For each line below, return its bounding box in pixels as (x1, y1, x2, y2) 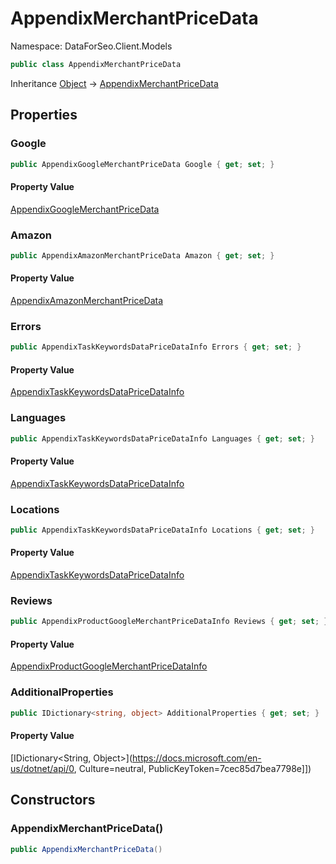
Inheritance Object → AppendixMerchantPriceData (10, 77, 219, 89)
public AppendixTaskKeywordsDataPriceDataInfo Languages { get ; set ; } (10, 433, 315, 444)
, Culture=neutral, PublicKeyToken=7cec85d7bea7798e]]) (73, 762, 312, 774)
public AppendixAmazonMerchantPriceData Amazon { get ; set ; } (10, 250, 275, 261)
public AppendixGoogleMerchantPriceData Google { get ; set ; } (10, 159, 275, 169)
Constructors (10, 792, 96, 809)
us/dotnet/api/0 (10, 762, 75, 774)
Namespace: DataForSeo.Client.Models (10, 40, 173, 52)
